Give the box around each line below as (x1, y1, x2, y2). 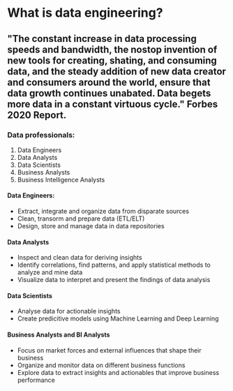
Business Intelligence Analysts (17, 175, 105, 184)
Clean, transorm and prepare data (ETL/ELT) (17, 214, 145, 223)
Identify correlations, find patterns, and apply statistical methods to (17, 260, 211, 270)
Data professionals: (7, 130, 75, 140)
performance (17, 376, 56, 384)
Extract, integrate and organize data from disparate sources (17, 207, 190, 216)
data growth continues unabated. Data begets (7, 87, 211, 99)
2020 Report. (7, 109, 67, 121)
